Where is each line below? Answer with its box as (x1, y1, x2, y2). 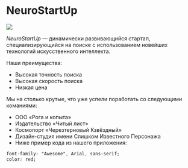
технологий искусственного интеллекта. (6, 48, 111, 55)
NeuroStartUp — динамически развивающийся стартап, (6, 34, 151, 42)
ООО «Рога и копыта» (14, 113, 72, 120)
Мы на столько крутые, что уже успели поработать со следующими (6, 95, 183, 102)
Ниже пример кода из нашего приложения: (14, 139, 128, 146)
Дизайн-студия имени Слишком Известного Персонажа (14, 132, 161, 140)
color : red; (6, 156, 36, 163)
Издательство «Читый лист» (14, 120, 89, 127)
